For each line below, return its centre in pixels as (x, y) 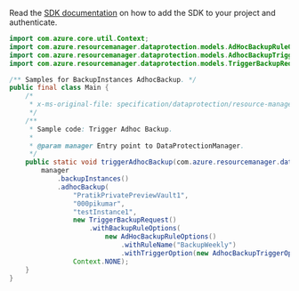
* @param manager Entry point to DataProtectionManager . (137, 146)
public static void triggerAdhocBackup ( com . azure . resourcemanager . (153, 162)
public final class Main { (59, 88)
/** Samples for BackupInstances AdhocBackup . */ (103, 79)
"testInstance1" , (105, 212)
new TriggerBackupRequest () (125, 220)
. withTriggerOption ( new (165, 253)
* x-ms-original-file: (71, 105)
